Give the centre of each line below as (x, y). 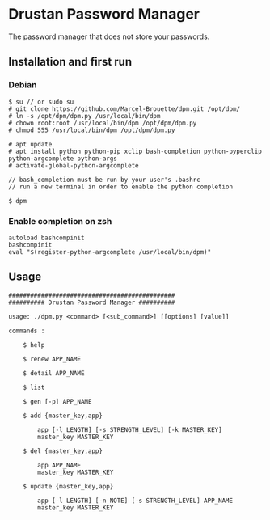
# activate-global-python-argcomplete (74, 165)
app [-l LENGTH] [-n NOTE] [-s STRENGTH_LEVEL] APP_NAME (135, 501)
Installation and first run (70, 62)
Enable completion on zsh (60, 221)
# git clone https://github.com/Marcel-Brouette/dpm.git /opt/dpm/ (124, 109)
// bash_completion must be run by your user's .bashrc (104, 180)
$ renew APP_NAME (52, 359)
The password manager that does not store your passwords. (109, 36)
